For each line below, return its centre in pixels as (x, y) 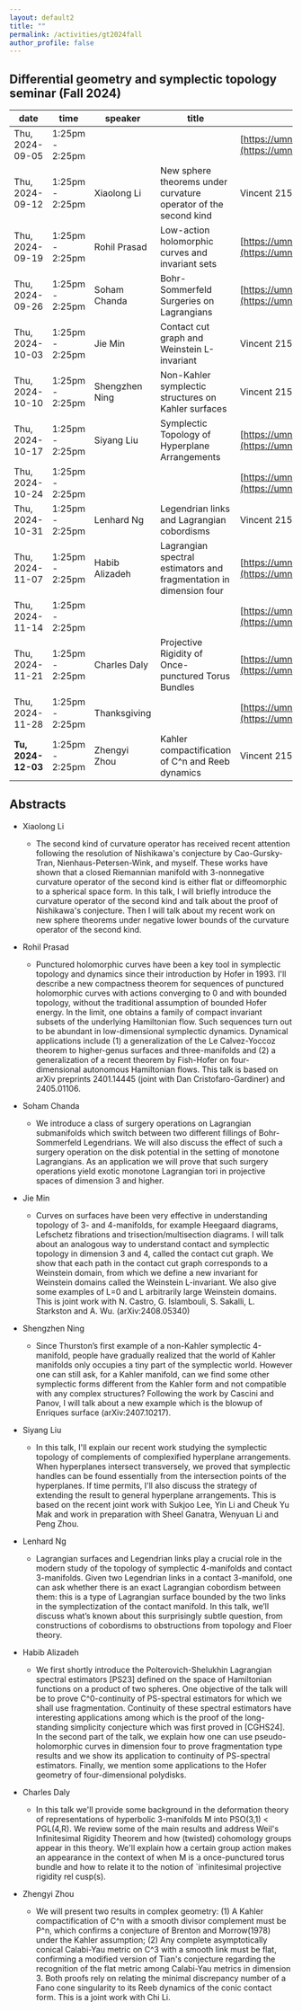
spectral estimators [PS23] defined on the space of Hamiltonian (154, 1679)
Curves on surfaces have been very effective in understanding (151, 1215)
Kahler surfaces (194, 409)
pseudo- (271, 1736)
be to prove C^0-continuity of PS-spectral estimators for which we (159, 1698)
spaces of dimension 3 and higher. (100, 1180)
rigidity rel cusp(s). (71, 1876)
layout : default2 (42, 18)
